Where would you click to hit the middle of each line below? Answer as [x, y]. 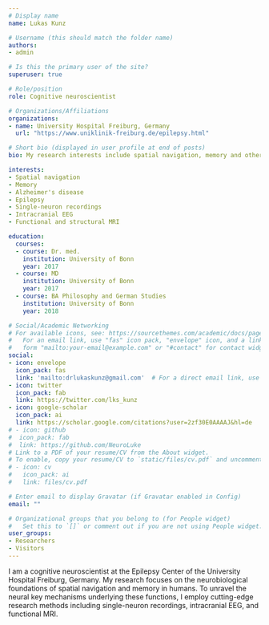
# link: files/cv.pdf [48, 482]
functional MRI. [33, 614]
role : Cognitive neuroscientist [62, 96]
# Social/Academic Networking [59, 326]
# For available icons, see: [57, 333]
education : [26, 237]
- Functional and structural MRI [64, 222]
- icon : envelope [37, 363]
